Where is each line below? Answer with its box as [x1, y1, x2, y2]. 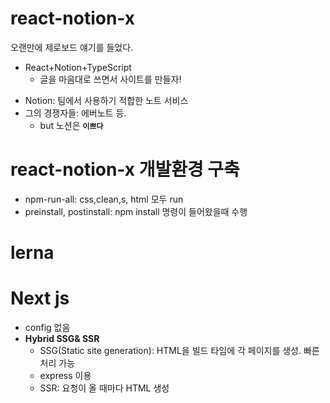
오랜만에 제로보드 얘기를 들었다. [10, 41, 134, 53]
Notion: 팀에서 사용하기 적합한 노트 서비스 [24, 94, 189, 106]
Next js [10, 287, 70, 310]
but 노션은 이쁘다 [39, 119, 104, 131]
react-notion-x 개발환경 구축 [10, 158, 240, 181]
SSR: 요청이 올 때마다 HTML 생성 [39, 382, 170, 394]
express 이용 [39, 370, 92, 381]
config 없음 [24, 322, 71, 333]
